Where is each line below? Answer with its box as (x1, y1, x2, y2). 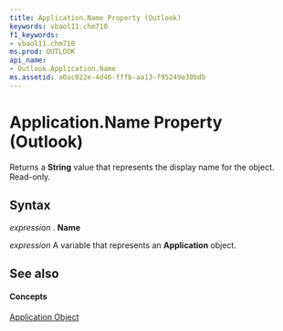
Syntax (9, 198, 51, 213)
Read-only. (9, 171, 51, 182)
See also (9, 265, 59, 281)
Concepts (9, 291, 47, 302)
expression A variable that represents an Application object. (9, 239, 237, 251)
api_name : (9, 56, 47, 65)
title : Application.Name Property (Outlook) (9, 13, 182, 23)
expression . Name (9, 222, 80, 233)
